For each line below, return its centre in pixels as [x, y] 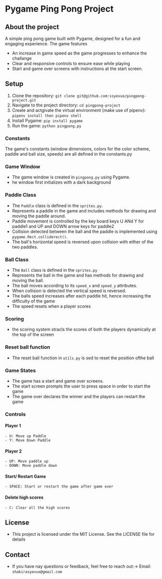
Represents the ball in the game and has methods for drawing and [78, 275]
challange [22, 58]
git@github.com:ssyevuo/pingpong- [111, 96]
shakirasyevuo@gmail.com [37, 572]
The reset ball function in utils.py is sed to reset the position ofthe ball [83, 358]
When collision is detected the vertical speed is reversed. [69, 291]
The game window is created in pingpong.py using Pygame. [71, 177]
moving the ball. [28, 280]
